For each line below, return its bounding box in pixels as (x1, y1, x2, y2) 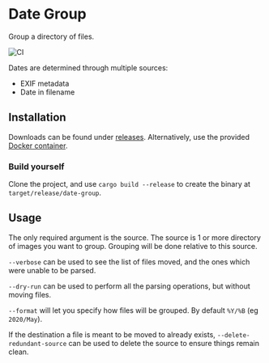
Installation (8, 111, 66, 125)
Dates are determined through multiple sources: (8, 62, 169, 73)
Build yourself (8, 161, 65, 172)
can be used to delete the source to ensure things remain (68, 338, 259, 348)
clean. (8, 347, 29, 357)
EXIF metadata (19, 78, 70, 88)
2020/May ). (8, 314, 43, 323)
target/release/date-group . (8, 188, 102, 198)
